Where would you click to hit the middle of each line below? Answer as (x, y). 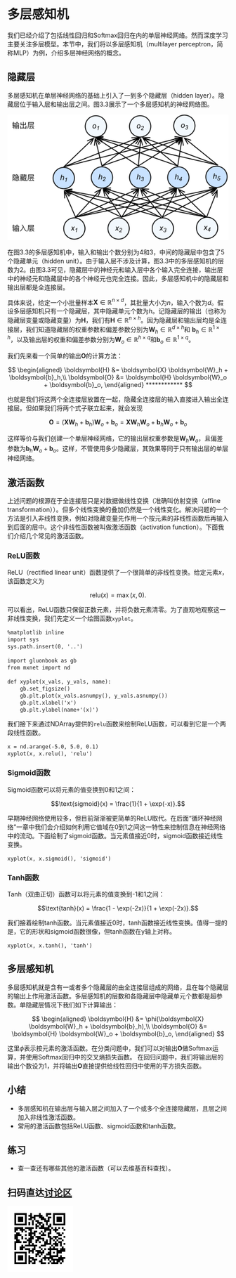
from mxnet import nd (39, 668)
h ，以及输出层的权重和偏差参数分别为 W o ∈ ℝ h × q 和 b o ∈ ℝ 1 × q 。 (101, 340)
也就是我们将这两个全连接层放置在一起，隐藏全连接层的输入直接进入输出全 (115, 399)
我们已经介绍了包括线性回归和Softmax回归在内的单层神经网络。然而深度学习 (118, 35)
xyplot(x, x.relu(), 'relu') (50, 754)
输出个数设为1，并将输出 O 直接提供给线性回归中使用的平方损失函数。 (106, 1066)
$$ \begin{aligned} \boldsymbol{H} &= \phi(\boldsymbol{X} (118, 1019)
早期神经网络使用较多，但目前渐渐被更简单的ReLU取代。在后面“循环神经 (112, 818)
